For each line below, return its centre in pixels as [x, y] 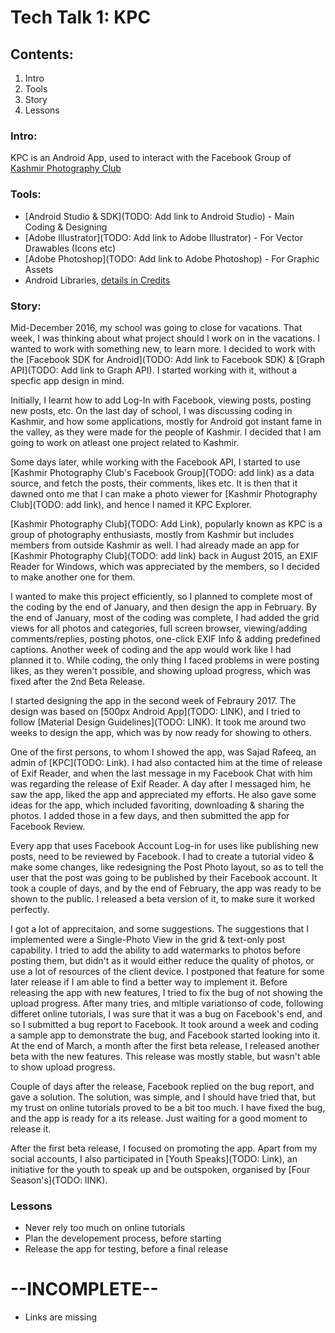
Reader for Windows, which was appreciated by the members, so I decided [165, 566]
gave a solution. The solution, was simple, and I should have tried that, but [163, 1097]
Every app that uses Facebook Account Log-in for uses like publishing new [165, 845]
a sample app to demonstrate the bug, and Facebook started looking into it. [165, 1035]
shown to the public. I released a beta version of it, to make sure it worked [163, 898]
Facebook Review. [48, 826]
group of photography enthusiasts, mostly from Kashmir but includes [152, 534]
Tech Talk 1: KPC [81, 17]
